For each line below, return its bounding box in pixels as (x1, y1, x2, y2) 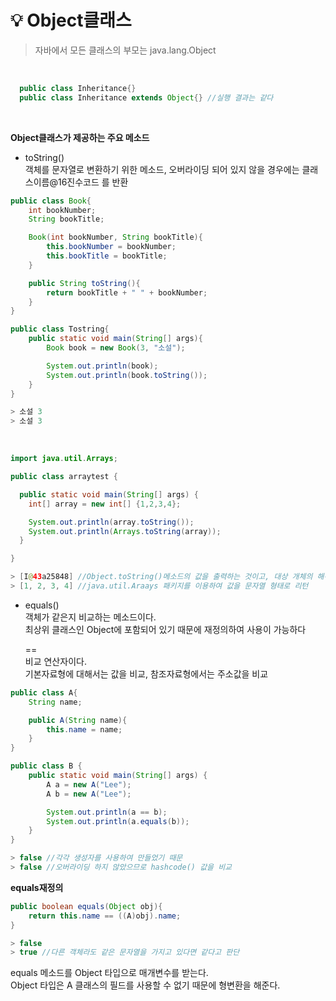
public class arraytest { (10, 472, 118, 482)
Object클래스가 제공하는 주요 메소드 (10, 131, 150, 143)
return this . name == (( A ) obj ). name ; (28, 911, 182, 921)
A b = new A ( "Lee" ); (46, 789, 132, 799)
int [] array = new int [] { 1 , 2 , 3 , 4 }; (28, 499, 182, 509)
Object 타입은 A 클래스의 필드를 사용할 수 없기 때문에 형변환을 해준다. (10, 979, 281, 991)
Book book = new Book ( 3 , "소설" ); (46, 343, 186, 353)
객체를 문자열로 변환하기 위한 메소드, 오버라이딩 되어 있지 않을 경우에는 (24, 163, 300, 175)
